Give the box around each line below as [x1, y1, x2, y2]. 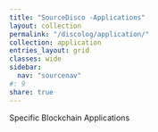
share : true [9, 87, 54, 96]
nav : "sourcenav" [17, 71, 82, 80]
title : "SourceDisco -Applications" [9, 12, 146, 22]
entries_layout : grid [9, 46, 90, 55]
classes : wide [9, 54, 62, 63]
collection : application [9, 37, 102, 47]
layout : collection [9, 21, 82, 30]
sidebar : [9, 63, 42, 72]
